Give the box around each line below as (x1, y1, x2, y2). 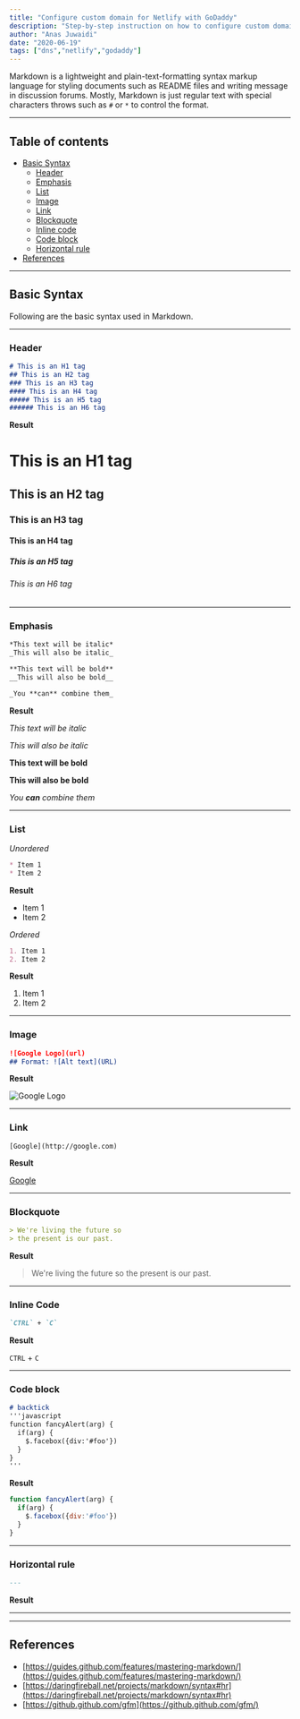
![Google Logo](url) (9, 1048, 87, 1057)
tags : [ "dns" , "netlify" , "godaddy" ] (9, 47, 142, 56)
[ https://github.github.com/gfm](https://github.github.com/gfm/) (21, 1698, 259, 1710)
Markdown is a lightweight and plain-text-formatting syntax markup (9, 71, 258, 81)
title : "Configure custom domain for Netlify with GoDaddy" (9, 13, 238, 22)
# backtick (9, 1403, 50, 1413)
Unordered (9, 842, 49, 853)
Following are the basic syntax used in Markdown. (9, 311, 194, 321)
